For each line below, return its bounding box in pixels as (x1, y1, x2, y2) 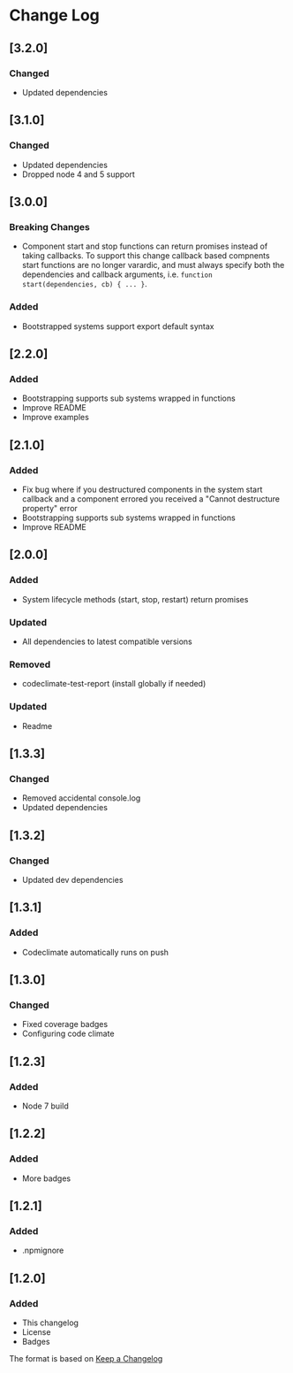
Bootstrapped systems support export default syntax (21, 320, 214, 332)
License (21, 1327, 51, 1337)
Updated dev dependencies (21, 874, 124, 885)
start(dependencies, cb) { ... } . (21, 279, 147, 289)
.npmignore (21, 1245, 64, 1256)
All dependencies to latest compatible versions (21, 636, 192, 647)
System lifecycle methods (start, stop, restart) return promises (21, 594, 249, 604)
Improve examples (21, 412, 90, 423)
